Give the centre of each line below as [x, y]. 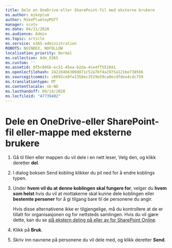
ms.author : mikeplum [27, 15]
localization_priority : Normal [39, 53]
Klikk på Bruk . [27, 230]
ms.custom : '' [21, 63]
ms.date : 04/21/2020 [27, 29]
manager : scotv [22, 24]
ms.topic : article [25, 39]
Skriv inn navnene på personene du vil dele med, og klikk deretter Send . [89, 240]
